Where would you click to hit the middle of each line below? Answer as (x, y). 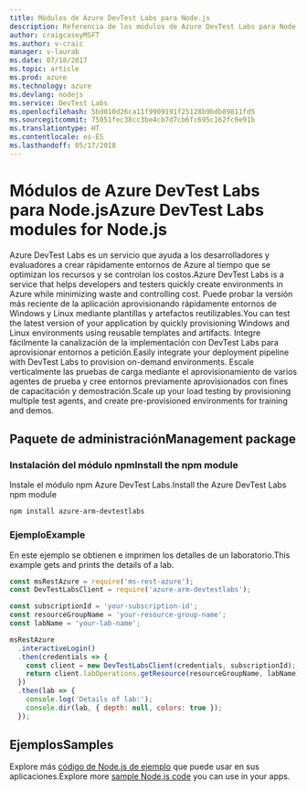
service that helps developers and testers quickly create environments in (146, 283)
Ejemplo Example (48, 535)
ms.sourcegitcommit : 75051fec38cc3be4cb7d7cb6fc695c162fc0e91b (132, 120)
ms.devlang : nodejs (47, 94)
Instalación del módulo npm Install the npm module (124, 465)
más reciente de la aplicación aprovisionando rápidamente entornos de (143, 304)
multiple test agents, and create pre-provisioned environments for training (148, 401)
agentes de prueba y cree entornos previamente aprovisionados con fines (149, 381)
